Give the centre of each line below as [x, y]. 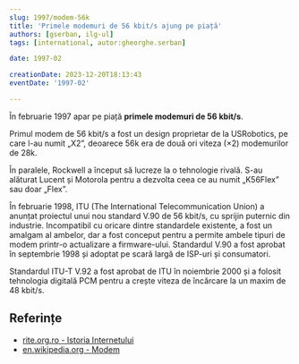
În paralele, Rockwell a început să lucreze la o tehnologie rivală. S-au [136, 170]
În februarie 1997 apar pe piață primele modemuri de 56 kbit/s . [126, 116]
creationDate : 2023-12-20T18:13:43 [76, 75]
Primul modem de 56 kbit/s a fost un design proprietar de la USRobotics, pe [149, 133]
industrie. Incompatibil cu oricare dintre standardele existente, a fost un [141, 225]
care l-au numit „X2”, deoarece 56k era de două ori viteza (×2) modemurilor [149, 143]
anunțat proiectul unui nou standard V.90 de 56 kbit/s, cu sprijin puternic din [150, 216]
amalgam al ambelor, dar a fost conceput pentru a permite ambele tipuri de [147, 234]
